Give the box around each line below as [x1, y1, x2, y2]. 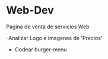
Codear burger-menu [14, 45, 67, 53]
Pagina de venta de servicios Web [6, 23, 90, 30]
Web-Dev [6, 4, 55, 17]
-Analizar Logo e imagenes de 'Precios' [6, 34, 103, 41]
